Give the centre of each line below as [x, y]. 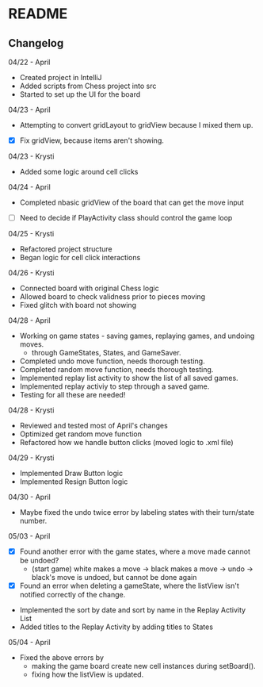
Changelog [36, 43]
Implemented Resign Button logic [74, 482]
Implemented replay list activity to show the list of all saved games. [129, 378]
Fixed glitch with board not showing [78, 305]
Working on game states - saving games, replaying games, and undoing [137, 336]
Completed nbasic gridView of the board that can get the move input [131, 202]
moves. [32, 344]
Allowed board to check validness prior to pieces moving [112, 297]
